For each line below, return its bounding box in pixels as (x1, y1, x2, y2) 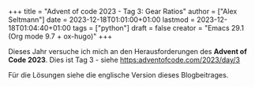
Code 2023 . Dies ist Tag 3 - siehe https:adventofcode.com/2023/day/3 (8, 55, 241, 64)
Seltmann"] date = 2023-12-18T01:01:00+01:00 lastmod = (8, 15, 196, 24)
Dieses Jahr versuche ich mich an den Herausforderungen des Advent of (8, 47, 247, 56)
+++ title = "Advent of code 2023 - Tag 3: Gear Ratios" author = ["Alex (8, 7, 238, 16)
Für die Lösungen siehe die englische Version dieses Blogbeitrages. (8, 71, 229, 79)
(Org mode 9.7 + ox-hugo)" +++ (8, 31, 113, 41)
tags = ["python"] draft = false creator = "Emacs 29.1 (72, 24, 245, 32)
